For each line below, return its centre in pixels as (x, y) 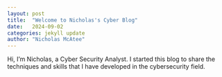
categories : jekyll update (46, 33)
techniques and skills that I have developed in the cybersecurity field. (106, 67)
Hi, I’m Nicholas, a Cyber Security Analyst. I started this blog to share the (111, 59)
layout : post (26, 14)
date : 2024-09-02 (35, 26)
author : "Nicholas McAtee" (46, 40)
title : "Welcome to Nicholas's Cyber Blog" (72, 20)
